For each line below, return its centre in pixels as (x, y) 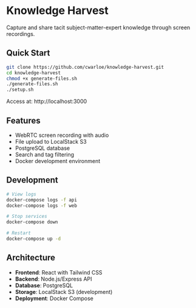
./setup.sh (20, 90)
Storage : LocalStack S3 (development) (64, 292)
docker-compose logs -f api (42, 200)
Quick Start (28, 53)
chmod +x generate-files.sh (42, 79)
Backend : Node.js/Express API (53, 279)
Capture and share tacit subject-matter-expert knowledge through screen (98, 27)
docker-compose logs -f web (42, 205)
